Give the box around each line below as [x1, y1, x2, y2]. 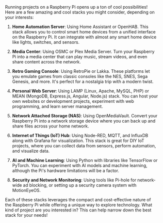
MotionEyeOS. [12, 188, 41, 193]
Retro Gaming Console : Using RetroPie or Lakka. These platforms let [12, 68, 150, 74]
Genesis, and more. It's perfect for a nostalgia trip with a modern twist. [12, 79, 154, 84]
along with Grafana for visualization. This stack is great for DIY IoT [12, 138, 145, 143]
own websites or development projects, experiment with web [12, 98, 134, 104]
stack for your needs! [5, 212, 48, 218]
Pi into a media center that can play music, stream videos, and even [12, 54, 147, 60]
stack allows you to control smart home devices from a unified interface [12, 29, 156, 34]
